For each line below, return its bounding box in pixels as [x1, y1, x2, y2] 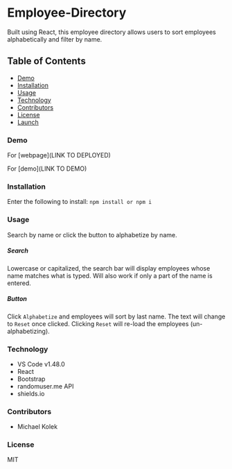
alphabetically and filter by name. [7, 35, 102, 43]
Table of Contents [7, 56, 87, 67]
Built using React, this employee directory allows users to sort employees [7, 28, 216, 36]
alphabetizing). [7, 327, 50, 335]
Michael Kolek [17, 423, 57, 431]
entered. [7, 279, 31, 287]
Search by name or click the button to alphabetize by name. [7, 230, 178, 239]
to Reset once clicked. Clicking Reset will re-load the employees [7, 319, 189, 327]
